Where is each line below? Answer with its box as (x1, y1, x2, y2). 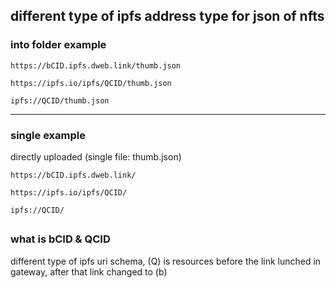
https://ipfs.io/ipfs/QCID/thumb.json (10, 78, 172, 88)
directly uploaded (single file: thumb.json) (10, 150, 182, 163)
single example (10, 128, 86, 142)
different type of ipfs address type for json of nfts (10, 8, 325, 25)
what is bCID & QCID (10, 232, 111, 246)
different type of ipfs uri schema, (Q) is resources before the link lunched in (10, 255, 322, 267)
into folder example (10, 38, 107, 52)
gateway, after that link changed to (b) (10, 265, 168, 278)
